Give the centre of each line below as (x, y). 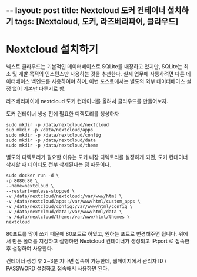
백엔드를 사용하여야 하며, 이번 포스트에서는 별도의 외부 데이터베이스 (108, 81)
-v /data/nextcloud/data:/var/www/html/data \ (64, 212)
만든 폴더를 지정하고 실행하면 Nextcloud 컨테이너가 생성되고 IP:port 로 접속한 (101, 241)
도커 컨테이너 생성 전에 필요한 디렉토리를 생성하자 (63, 114)
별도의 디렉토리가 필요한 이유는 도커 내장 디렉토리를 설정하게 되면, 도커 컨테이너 (97, 157)
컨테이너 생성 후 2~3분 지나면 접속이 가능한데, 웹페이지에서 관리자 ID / (86, 261)
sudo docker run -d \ (33, 176)
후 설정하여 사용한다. (30, 249)
